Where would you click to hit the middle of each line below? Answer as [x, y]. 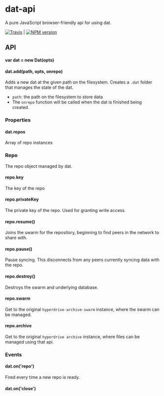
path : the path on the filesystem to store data [57, 97]
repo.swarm [18, 298]
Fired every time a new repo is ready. [42, 377]
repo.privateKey [22, 199]
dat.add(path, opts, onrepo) [34, 71]
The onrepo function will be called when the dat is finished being [77, 102]
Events [13, 354]
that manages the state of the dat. [39, 87]
